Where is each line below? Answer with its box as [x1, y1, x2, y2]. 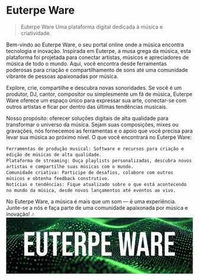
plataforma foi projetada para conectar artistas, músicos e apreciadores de [6, 54, 190, 61]
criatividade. [20, 29, 52, 36]
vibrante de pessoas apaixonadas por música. [6, 73, 118, 80]
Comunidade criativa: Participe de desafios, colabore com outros [6, 169, 174, 175]
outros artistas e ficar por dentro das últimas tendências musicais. [6, 103, 168, 110]
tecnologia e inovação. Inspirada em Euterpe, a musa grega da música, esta [6, 47, 191, 54]
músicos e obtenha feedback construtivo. [6, 175, 110, 181]
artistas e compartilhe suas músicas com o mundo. [6, 163, 134, 169]
